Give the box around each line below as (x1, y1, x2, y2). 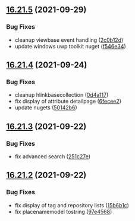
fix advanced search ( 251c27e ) (14, 153, 91, 160)
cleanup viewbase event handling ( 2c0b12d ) (14, 36, 124, 44)
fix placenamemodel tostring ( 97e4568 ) (14, 208, 112, 215)
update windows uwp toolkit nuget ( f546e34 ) (14, 42, 126, 50)
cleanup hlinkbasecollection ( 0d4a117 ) (14, 91, 109, 99)
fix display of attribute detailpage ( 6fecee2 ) (14, 98, 122, 105)
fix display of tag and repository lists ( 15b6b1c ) (14, 201, 130, 208)
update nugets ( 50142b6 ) (14, 104, 77, 111)
